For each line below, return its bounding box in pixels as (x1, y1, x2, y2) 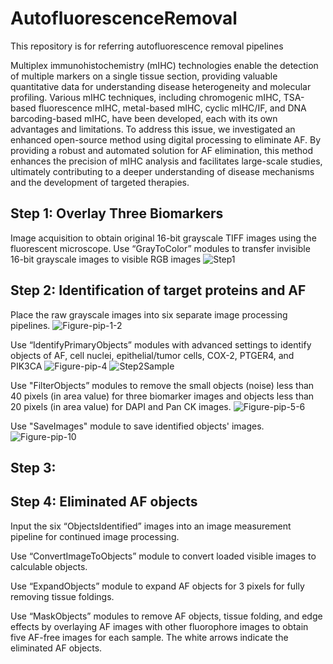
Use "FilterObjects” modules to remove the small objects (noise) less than (10, 379, 315, 391)
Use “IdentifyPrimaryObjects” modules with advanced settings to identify (10, 338, 312, 351)
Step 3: (10, 459, 57, 476)
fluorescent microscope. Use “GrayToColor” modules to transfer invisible (10, 242, 311, 254)
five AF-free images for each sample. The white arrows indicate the (10, 631, 289, 643)
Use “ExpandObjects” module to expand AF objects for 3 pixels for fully (10, 580, 305, 592)
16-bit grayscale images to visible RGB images (10, 253, 202, 265)
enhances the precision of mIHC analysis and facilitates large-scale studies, (10, 155, 323, 167)
